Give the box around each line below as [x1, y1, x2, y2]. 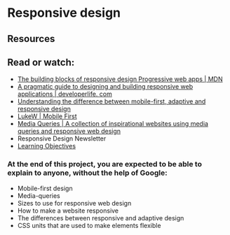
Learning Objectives [17, 142, 76, 150]
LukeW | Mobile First [17, 112, 77, 120]
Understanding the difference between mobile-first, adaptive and [17, 97, 206, 106]
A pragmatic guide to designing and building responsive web [17, 83, 194, 91]
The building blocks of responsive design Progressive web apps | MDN [17, 75, 223, 83]
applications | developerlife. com [17, 90, 112, 99]
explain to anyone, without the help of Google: [7, 168, 168, 178]
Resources [7, 33, 55, 45]
